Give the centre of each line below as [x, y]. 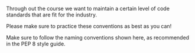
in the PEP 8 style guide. [36, 44]
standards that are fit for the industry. [52, 15]
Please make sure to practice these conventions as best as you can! [89, 26]
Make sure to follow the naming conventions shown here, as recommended [98, 37]
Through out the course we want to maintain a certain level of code [88, 9]
